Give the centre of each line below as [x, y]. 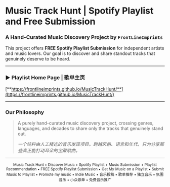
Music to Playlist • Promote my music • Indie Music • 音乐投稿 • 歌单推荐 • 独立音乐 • [81, 175]
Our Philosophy [25, 112]
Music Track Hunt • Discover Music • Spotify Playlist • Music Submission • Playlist [85, 165]
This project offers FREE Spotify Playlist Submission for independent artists [85, 48]
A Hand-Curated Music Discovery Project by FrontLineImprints [84, 37]
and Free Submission [50, 21]
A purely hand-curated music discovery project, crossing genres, [86, 123]
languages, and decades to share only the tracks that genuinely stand [90, 129]
